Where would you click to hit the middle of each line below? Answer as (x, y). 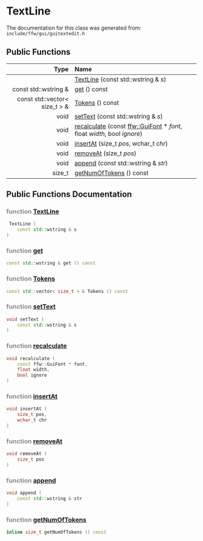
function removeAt (34, 441)
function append (31, 480)
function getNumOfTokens (46, 519)
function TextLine (33, 211)
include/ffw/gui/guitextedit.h (46, 34)
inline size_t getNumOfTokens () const (56, 532)
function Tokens (31, 279)
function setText (31, 307)
